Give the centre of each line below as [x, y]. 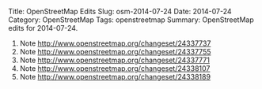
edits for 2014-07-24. [43, 28]
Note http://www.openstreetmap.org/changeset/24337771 [114, 60]
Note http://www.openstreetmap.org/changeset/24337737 [115, 43]
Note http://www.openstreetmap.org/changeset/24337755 [115, 52]
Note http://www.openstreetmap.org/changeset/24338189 [115, 77]
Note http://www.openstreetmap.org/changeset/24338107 [115, 69]
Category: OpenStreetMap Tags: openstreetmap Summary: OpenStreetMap [131, 20]
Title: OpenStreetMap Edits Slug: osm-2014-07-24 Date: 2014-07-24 [120, 11]
